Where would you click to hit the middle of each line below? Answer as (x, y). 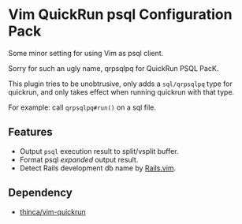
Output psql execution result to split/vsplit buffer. (99, 151)
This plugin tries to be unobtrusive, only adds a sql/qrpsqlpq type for (120, 84)
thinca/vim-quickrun (53, 211)
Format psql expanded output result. (79, 159)
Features (30, 132)
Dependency (40, 193)
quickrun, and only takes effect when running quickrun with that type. (121, 91)
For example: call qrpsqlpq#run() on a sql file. (82, 107)
